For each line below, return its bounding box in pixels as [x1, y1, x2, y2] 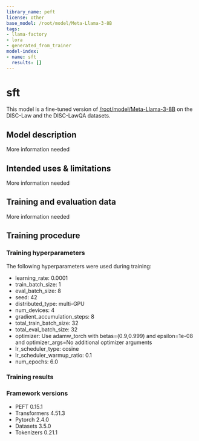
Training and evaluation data [6, 197, 116, 207]
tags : [6, 25, 20, 32]
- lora [6, 37, 23, 43]
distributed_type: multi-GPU [15, 300, 85, 307]
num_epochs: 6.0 [15, 358, 59, 365]
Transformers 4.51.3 [15, 409, 65, 417]
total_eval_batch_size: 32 [15, 325, 78, 333]
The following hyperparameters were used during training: [6, 262, 152, 270]
